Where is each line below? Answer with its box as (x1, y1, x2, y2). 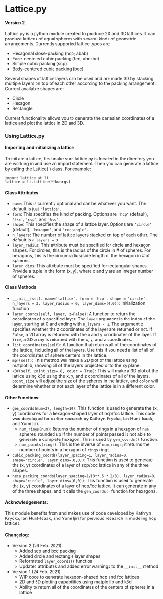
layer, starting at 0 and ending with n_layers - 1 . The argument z (12, 321, 144, 327)
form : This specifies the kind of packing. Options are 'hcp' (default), (12, 211, 148, 217)
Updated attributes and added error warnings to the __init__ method (19, 563, 159, 569)
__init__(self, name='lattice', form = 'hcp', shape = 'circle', (12, 296, 147, 301)
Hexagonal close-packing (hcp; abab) (12, 50, 89, 57)
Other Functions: (5, 394, 40, 400)
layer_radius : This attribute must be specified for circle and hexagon (12, 242, 151, 248)
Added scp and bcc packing (19, 548, 76, 554)
